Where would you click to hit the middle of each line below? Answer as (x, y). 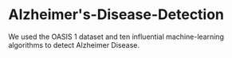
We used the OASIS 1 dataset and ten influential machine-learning (116, 37)
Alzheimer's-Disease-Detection (116, 15)
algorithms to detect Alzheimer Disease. (74, 44)
